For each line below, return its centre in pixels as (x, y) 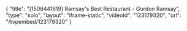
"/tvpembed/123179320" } (39, 22)
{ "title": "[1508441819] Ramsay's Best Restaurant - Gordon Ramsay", (93, 9)
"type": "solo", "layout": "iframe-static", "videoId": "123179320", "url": (93, 15)
